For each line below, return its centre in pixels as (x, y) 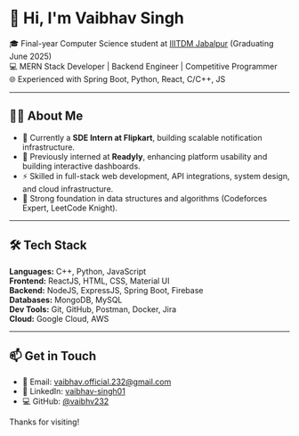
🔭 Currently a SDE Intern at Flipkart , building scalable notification (142, 137)
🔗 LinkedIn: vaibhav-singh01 (74, 391)
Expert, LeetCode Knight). (70, 208)
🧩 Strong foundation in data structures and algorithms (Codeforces (145, 198)
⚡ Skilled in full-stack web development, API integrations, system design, (156, 176)
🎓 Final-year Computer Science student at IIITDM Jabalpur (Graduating (141, 43)
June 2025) (30, 56)
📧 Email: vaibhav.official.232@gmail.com (97, 382)
